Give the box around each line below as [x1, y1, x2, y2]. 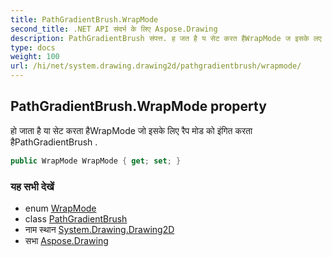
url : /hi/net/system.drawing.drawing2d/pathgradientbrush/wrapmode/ [10, 61, 302, 71]
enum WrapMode [24, 202, 97, 214]
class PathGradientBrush [24, 212, 128, 225]
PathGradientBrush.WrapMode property [10, 98, 267, 115]
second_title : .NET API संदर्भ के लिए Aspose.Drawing [10, 24, 218, 34]
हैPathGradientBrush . [10, 136, 98, 148]
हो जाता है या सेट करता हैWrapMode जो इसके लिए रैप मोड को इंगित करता [10, 124, 253, 136]
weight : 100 [10, 52, 60, 62]
